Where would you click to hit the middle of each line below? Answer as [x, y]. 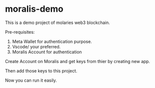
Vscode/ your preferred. [36, 46]
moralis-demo [34, 9]
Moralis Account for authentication [47, 52]
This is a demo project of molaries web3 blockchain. [58, 22]
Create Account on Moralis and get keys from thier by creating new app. [77, 61]
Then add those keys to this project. [41, 71]
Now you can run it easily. [31, 80]
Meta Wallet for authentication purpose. [52, 41]
